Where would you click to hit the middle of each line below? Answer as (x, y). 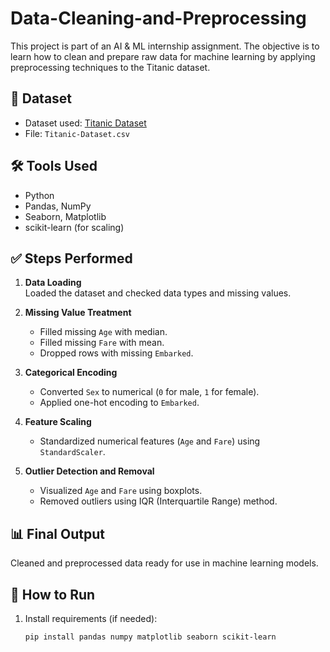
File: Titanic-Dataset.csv (77, 133)
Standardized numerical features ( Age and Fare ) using (150, 441)
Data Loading (53, 283)
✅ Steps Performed (71, 258)
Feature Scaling (58, 422)
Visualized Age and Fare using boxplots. (121, 491)
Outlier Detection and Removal (89, 471)
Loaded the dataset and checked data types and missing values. (158, 293)
